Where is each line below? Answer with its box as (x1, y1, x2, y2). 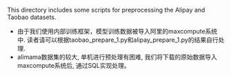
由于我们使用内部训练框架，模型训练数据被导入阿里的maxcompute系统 (17, 27, 218, 35)
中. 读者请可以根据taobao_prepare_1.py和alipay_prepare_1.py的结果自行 (17, 36, 219, 44)
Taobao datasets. (7, 13, 57, 21)
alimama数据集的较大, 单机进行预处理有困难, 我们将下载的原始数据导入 (17, 53, 217, 61)
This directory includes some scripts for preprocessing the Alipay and (7, 6, 205, 14)
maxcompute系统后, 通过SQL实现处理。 (17, 62, 130, 69)
